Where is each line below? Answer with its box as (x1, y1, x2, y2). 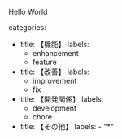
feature (32, 57, 57, 67)
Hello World (8, 7, 48, 16)
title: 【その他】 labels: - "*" (20, 122, 114, 131)
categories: (8, 23, 46, 32)
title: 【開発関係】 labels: (20, 94, 104, 104)
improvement (32, 76, 77, 85)
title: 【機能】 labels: (20, 40, 89, 49)
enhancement (32, 49, 79, 58)
